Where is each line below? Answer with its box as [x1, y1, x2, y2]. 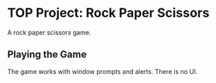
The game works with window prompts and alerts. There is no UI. [7, 67, 198, 75]
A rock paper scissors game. [7, 28, 91, 37]
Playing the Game [7, 49, 87, 60]
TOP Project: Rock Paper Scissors [7, 5, 210, 21]
